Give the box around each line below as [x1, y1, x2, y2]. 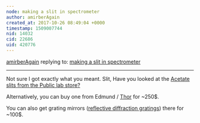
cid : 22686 [6, 36, 33, 42]
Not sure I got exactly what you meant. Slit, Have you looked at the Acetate [6, 75, 190, 82]
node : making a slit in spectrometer [6, 8, 100, 15]
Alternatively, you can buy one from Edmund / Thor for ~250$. [6, 93, 160, 100]
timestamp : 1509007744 [6, 25, 62, 31]
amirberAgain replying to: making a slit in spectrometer [6, 58, 141, 65]
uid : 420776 [6, 42, 36, 48]
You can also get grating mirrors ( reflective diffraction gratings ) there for [6, 105, 184, 112]
